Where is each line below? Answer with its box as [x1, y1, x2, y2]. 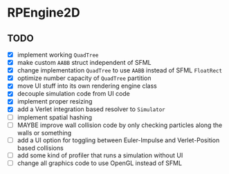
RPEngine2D [7, 5, 81, 21]
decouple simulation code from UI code [17, 90, 130, 98]
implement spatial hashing [17, 113, 92, 122]
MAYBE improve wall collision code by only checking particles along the [17, 121, 223, 129]
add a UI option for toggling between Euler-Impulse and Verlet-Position [17, 136, 220, 144]
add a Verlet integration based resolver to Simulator [17, 105, 166, 113]
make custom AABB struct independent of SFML [17, 59, 152, 67]
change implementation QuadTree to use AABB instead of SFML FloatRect [17, 66, 223, 75]
